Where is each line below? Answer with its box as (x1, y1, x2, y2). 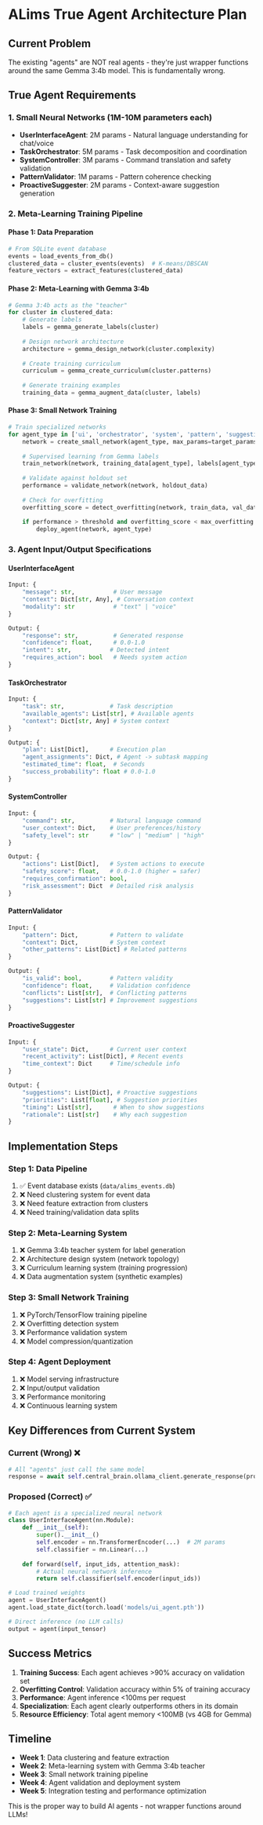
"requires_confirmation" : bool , (22, 875, 128, 883)
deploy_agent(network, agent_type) (36, 525, 153, 533)
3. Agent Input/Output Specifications (8, 544, 152, 555)
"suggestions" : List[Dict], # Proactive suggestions (22, 1088, 198, 1096)
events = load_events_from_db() (8, 252, 113, 260)
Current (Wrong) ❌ (8, 1447, 81, 1458)
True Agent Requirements (8, 89, 137, 102)
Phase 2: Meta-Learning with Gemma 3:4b (8, 283, 150, 293)
